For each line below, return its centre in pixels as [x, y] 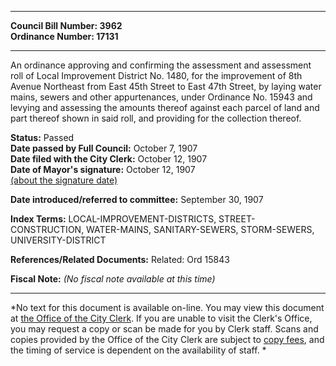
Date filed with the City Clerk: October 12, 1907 [109, 159]
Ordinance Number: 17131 [64, 36]
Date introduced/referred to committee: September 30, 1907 [137, 199]
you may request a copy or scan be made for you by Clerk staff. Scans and [164, 329]
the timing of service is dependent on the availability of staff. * [138, 350]
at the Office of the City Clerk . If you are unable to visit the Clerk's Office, [161, 318]
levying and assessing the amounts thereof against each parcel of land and [165, 107]
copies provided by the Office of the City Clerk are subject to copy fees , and [167, 339]
